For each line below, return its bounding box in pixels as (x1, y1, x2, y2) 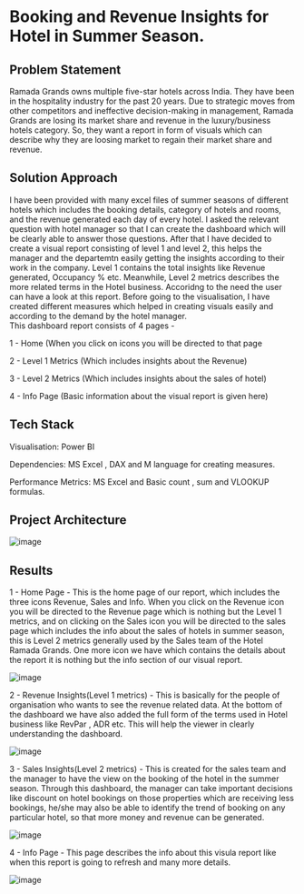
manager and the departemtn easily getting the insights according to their (9, 252, 286, 263)
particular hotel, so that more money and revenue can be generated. (9, 812, 265, 823)
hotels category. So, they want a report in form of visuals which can (9, 125, 263, 136)
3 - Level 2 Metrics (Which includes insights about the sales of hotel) (9, 373, 268, 384)
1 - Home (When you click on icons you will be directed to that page (9, 337, 263, 348)
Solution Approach (9, 170, 118, 186)
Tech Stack (9, 417, 74, 433)
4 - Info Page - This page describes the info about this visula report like (9, 848, 277, 859)
